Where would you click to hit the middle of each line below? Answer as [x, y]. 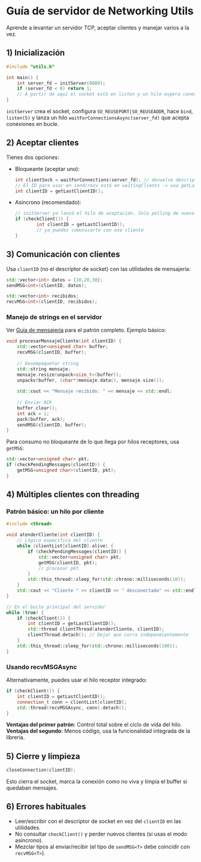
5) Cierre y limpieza [43, 756]
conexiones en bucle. [33, 124]
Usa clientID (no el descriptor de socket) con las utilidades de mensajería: [98, 269]
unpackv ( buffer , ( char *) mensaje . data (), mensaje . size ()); [91, 380]
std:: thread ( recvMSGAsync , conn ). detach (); [72, 708]
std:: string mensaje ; [44, 369]
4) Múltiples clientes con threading [73, 495]
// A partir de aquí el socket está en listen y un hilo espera [99, 94]
